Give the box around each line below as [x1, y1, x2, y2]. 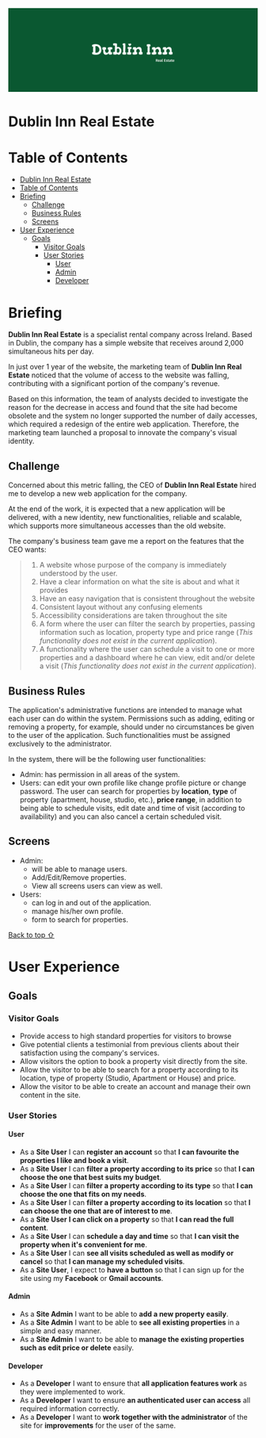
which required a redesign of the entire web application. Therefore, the [8, 419, 240, 429]
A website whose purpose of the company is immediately [39, 560, 227, 570]
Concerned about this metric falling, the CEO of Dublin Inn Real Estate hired [8, 480, 257, 490]
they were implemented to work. [19, 1387, 126, 1397]
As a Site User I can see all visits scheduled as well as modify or [19, 1248, 234, 1257]
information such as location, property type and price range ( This [39, 628, 253, 637]
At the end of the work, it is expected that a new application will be [8, 504, 226, 514]
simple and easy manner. [19, 1326, 102, 1336]
